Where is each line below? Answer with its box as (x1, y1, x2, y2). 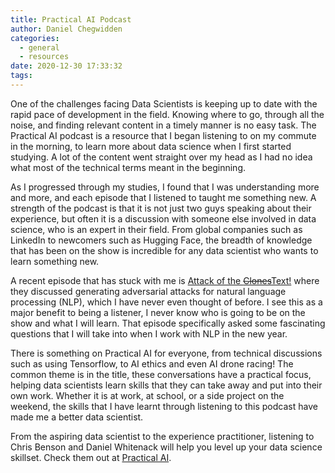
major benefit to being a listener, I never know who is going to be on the (10, 306, 306, 318)
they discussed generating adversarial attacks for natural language (10, 285, 287, 297)
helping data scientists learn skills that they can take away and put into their (10, 379, 323, 391)
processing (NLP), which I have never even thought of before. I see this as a (10, 296, 323, 308)
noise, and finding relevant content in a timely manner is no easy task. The (10, 119, 317, 131)
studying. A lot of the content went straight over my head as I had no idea (10, 151, 313, 163)
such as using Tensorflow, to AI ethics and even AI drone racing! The (10, 357, 294, 370)
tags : (10, 71, 33, 81)
